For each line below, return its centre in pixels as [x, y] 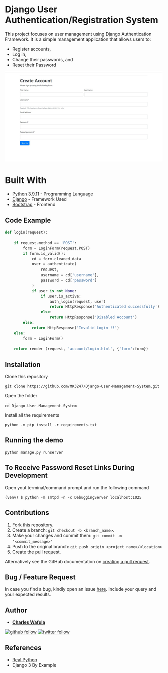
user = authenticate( [54, 264]
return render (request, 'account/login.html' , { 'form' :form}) [81, 349]
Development [27, 476]
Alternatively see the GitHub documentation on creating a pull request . [78, 561]
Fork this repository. [33, 525]
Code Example [28, 220]
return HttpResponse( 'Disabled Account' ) [93, 317]
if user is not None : [54, 291]
